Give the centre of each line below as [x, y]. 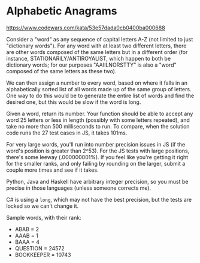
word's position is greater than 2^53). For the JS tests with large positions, [98, 151]
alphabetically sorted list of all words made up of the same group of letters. [99, 89]
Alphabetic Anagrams [62, 11]
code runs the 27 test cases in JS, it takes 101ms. [67, 133]
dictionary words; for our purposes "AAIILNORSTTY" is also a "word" [91, 65]
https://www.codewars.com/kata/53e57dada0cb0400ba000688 [86, 28]
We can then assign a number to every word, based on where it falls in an [97, 83]
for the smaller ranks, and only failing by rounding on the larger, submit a [96, 163]
